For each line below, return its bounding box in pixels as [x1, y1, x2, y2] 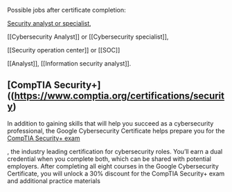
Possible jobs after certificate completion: [7, 6, 126, 14]
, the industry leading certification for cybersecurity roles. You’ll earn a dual [7, 147, 223, 155]
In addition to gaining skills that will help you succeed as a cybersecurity [7, 119, 214, 127]
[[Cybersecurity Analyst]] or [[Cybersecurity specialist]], [7, 32, 169, 41]
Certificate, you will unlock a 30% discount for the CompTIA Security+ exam [7, 169, 225, 177]
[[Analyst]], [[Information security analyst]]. [7, 59, 132, 68]
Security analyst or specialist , [7, 19, 91, 27]
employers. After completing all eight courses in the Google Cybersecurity [7, 162, 220, 170]
